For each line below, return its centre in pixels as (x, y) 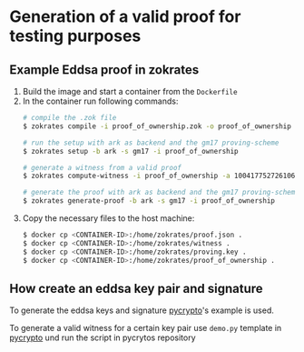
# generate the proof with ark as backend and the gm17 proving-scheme (161, 193)
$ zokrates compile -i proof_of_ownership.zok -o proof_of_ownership (157, 126)
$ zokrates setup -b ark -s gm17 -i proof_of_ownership (130, 151)
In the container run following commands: (100, 101)
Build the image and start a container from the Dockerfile (130, 91)
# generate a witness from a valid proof (102, 167)
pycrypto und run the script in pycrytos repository (103, 337)
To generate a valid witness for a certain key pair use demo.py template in (146, 328)
